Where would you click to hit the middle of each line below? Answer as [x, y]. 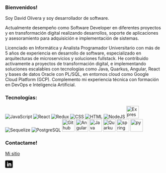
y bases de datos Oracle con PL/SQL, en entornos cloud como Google [77, 74]
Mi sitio [13, 153]
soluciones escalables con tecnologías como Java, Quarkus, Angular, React [83, 69]
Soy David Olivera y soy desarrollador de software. [57, 18]
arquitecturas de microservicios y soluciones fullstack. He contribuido [77, 58]
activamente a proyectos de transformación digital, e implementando [76, 64]
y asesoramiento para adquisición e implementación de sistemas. [72, 38]
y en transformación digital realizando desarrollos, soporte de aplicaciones [82, 33]
